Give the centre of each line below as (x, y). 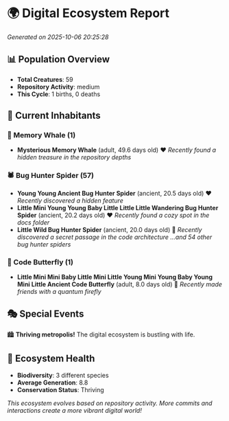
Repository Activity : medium (58, 87)
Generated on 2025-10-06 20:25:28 (58, 37)
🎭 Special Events (46, 314)
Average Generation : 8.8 (52, 383)
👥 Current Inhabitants (54, 116)
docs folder (33, 222)
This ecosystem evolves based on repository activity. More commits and (110, 403)
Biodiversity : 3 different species (63, 375)
